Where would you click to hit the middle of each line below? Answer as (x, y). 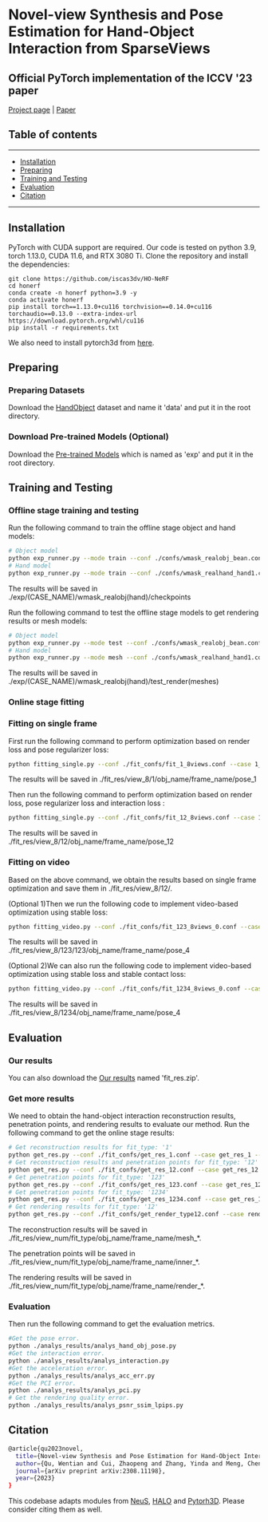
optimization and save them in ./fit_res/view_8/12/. (91, 888)
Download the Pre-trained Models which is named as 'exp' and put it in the (131, 454)
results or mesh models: (48, 621)
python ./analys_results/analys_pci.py (75, 1390)
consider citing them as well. (55, 1509)
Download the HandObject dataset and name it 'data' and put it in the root (130, 408)
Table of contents (53, 134)
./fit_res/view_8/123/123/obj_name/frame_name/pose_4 (99, 951)
